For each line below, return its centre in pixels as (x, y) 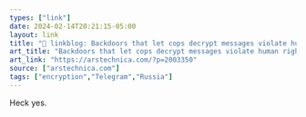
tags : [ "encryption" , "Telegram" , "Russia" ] (91, 77)
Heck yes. (28, 102)
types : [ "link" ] (40, 18)
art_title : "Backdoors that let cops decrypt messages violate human (144, 52)
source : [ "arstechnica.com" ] (65, 69)
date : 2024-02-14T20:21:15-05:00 (73, 26)
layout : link (34, 34)
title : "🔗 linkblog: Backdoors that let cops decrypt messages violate (148, 43)
